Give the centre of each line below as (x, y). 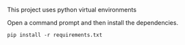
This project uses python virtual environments (72, 10)
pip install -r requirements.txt (55, 35)
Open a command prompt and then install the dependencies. (93, 22)
